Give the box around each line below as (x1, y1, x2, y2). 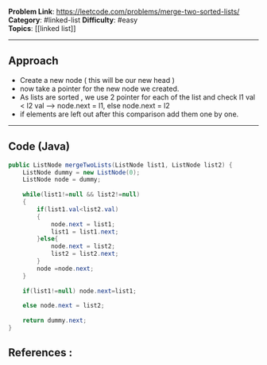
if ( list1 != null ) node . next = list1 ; (22, 287, 137, 295)
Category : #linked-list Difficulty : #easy (8, 15, 138, 25)
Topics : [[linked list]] (8, 24, 76, 33)
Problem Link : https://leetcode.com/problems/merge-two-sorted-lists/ (8, 7, 240, 16)
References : (8, 346, 73, 359)
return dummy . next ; (22, 316, 87, 324)
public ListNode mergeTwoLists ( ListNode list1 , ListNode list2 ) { (8, 161, 233, 169)
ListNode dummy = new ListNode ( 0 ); (22, 168, 141, 176)
